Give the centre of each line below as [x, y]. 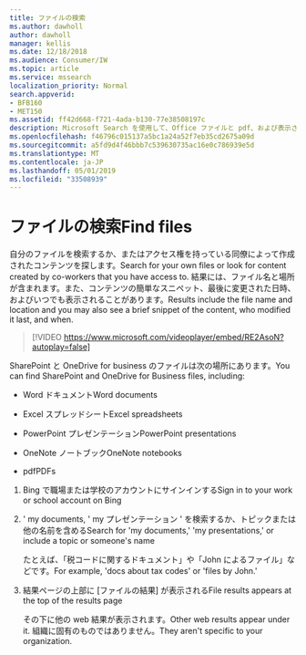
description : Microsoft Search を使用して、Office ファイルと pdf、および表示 [150, 129]
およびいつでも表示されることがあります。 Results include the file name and [151, 300]
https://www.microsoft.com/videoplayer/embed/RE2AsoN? [173, 338]
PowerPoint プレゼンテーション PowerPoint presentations [129, 433]
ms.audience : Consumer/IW [58, 60]
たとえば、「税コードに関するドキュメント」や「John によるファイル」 [155, 560]
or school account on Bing [72, 500]
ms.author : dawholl [46, 26]
